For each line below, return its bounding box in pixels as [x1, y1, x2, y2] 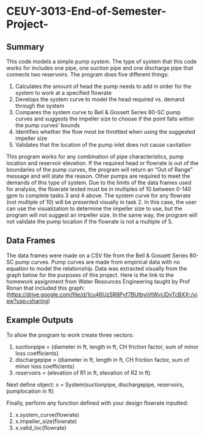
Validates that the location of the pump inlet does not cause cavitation [15, 141, 191, 148]
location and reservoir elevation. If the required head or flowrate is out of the [6, 160, 199, 166]
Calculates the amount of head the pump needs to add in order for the [15, 83, 192, 90]
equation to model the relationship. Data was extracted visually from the [6, 265, 187, 272]
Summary [6, 42, 45, 52]
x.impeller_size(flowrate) [15, 417, 77, 425]
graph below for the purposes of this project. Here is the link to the [6, 271, 174, 279]
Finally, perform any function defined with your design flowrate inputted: [6, 399, 189, 406]
